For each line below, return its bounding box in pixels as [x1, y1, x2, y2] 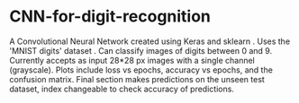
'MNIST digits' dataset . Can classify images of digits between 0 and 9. [9, 45, 273, 56]
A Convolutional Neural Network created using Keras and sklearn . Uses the [9, 36, 291, 47]
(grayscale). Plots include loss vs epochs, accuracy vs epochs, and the [9, 64, 273, 75]
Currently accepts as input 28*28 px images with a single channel [9, 55, 255, 65]
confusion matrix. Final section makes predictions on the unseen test [9, 73, 266, 84]
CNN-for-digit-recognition [9, 6, 212, 27]
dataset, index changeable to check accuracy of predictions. [9, 83, 234, 94]
